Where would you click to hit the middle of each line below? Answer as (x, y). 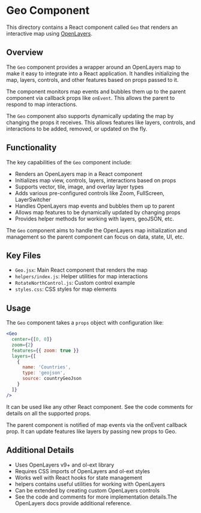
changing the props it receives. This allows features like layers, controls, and (101, 122)
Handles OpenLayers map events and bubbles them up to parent (95, 206)
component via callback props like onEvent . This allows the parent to (91, 98)
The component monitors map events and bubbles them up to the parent (96, 92)
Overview (25, 53)
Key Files (23, 256)
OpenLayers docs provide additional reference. (73, 503)
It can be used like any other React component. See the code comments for (100, 406)
